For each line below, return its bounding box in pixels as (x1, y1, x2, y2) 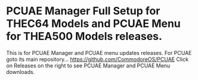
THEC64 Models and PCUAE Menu (6, 17, 181, 30)
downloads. (6, 68, 35, 75)
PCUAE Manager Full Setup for (6, 4, 160, 18)
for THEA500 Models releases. (6, 30, 163, 43)
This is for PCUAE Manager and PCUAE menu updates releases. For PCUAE (6, 49, 192, 56)
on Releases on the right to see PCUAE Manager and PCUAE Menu (6, 61, 171, 69)
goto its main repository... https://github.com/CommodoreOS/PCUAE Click (6, 56, 189, 63)
